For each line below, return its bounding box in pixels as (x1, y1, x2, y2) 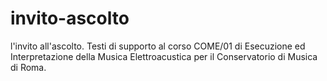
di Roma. (10, 61, 47, 73)
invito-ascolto (10, 7, 130, 30)
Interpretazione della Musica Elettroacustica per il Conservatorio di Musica (10, 50, 318, 62)
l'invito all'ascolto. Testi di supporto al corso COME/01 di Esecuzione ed (10, 40, 306, 52)
